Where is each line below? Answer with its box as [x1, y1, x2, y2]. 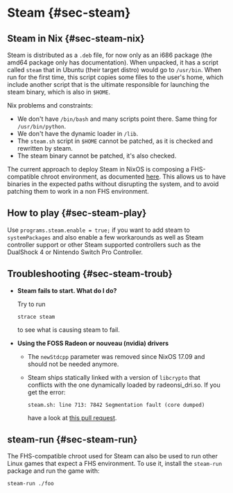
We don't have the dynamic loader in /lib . [17, 130, 139, 137]
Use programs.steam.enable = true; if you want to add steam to [7, 226, 191, 234]
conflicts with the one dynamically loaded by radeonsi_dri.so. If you [27, 381, 221, 389]
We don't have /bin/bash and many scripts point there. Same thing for [17, 115, 218, 123]
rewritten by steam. [17, 144, 73, 152]
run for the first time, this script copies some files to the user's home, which [7, 73, 224, 81]
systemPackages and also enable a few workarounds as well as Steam [7, 233, 204, 241]
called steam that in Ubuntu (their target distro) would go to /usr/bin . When [7, 66, 222, 74]
